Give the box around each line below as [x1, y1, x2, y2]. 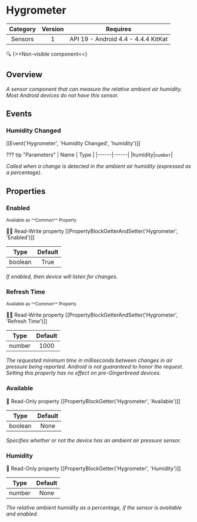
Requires [105, 25, 132, 33]
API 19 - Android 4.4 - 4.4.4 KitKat [69, 35, 168, 43]
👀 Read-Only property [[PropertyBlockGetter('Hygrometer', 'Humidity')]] [6, 465, 181, 472]
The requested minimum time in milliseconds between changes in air [6, 357, 173, 364]
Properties [6, 186, 46, 196]
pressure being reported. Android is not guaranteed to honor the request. [6, 363, 183, 370]
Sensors [11, 35, 34, 43]
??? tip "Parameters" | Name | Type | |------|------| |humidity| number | [6, 151, 173, 158]
